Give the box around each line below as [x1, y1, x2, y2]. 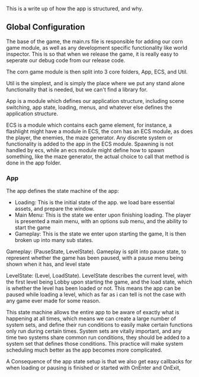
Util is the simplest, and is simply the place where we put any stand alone [6, 79, 185, 86]
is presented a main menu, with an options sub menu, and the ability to [14, 218, 188, 225]
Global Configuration [6, 22, 85, 32]
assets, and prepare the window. [14, 205, 95, 212]
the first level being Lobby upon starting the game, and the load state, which [6, 278, 192, 286]
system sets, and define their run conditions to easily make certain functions [6, 321, 193, 328]
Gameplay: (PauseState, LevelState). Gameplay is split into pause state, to [6, 248, 187, 255]
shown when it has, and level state [6, 260, 91, 268]
